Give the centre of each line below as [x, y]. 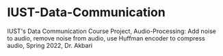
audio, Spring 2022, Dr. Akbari [50, 45]
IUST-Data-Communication [86, 12]
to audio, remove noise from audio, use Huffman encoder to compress [106, 38]
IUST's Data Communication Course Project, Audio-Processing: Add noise [112, 31]
